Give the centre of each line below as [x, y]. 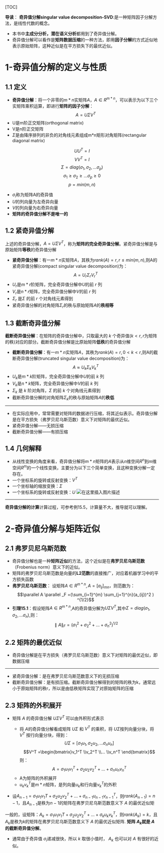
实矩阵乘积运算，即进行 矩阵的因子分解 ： [53, 106]
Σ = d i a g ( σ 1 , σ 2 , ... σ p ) [82, 167]
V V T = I [82, 159]
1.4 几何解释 [23, 448]
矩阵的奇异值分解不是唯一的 [40, 214]
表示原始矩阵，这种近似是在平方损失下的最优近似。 [63, 46]
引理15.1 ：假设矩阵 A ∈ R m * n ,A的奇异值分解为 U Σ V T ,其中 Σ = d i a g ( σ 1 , [81, 608]
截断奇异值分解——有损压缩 [40, 432]
